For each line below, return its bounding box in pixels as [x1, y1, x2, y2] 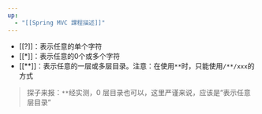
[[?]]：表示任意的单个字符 [18, 41, 103, 51]
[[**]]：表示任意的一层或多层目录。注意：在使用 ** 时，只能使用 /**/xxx [18, 61, 248, 71]
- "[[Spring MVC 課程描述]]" [14, 19, 106, 27]
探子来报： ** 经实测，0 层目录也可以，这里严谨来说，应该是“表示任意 [26, 87, 252, 97]
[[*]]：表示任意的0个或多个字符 [18, 51, 121, 61]
